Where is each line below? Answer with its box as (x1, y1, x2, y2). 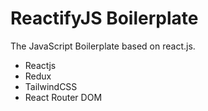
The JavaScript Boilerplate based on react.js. (10, 40, 196, 52)
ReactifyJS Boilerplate (10, 7, 199, 30)
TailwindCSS (24, 80, 78, 92)
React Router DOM (24, 91, 103, 103)
